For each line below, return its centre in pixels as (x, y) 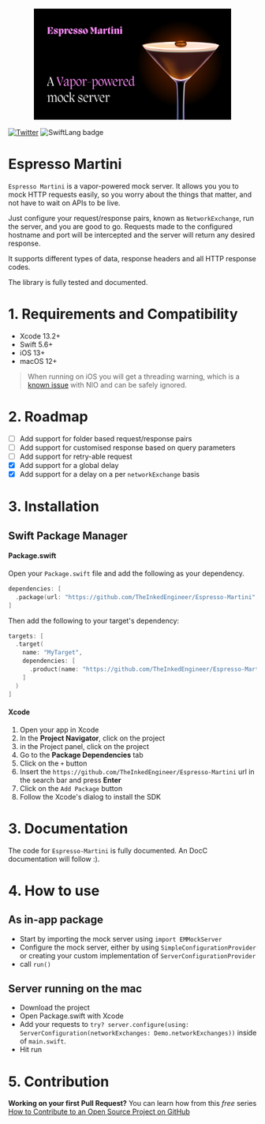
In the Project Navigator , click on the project (92, 738)
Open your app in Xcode (59, 729)
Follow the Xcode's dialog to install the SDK (90, 796)
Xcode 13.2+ (40, 335)
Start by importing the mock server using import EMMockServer (121, 939)
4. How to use (54, 891)
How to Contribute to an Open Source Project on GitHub (99, 1112)
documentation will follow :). (54, 859)
